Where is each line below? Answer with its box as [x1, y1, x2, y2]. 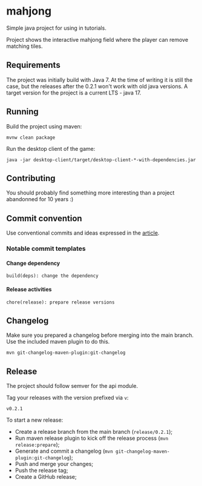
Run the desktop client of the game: [6, 145, 96, 152]
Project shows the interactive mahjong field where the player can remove [6, 36, 189, 43]
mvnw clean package [6, 135, 56, 141]
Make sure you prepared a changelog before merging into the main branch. [6, 331, 194, 339]
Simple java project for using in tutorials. [6, 24, 107, 32]
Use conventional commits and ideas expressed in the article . [6, 229, 160, 237]
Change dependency [6, 259, 60, 267]
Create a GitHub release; [15, 473, 77, 481]
